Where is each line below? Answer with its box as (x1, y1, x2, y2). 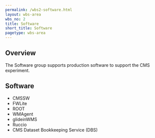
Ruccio (12, 122, 27, 128)
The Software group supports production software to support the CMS (5, 62, 150, 68)
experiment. (5, 67, 30, 73)
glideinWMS (12, 116, 37, 122)
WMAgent (12, 111, 33, 117)
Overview (5, 49, 36, 57)
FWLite (12, 100, 27, 106)
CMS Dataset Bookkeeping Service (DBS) (12, 127, 98, 133)
